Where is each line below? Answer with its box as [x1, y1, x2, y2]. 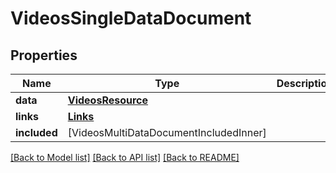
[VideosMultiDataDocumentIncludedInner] [67, 126, 267, 139]
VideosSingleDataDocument [10, 7, 252, 30]
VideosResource [67, 93, 149, 107]
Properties [10, 47, 78, 64]
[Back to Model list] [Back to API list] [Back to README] [10, 152, 240, 163]
